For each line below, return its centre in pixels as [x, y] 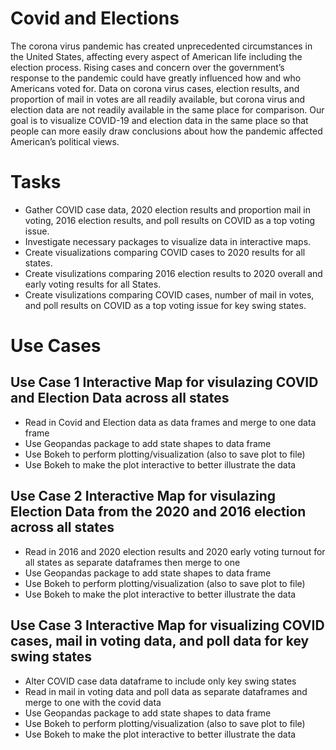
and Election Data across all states [120, 398]
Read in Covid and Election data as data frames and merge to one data [170, 422]
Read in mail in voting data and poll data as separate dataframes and [166, 691]
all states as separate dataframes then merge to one [132, 562]
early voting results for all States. [93, 284]
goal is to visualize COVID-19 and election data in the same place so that [159, 120]
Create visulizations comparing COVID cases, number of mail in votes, [169, 294]
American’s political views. [65, 141]
